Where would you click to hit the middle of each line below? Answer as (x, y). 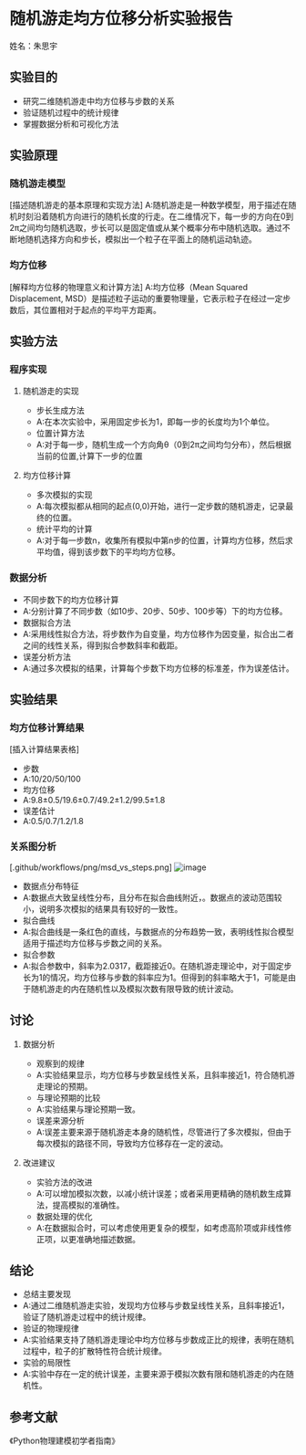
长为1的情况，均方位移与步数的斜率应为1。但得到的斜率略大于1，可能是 (155, 977)
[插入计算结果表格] (45, 749)
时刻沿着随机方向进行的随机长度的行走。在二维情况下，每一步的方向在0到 (155, 216)
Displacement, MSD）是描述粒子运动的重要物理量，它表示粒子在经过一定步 (150, 298)
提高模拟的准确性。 (88, 1205)
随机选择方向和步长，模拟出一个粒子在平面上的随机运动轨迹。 (141, 239)
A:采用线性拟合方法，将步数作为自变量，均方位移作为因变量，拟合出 (150, 633)
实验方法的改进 (64, 1182)
